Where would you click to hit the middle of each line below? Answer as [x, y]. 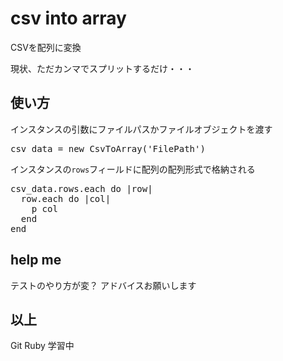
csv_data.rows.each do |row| [81, 188]
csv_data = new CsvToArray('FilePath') [108, 148]
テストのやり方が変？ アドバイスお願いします [103, 285]
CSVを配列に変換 [46, 47]
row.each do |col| [66, 198]
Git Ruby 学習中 [42, 346]
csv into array [68, 18]
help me [36, 260]
